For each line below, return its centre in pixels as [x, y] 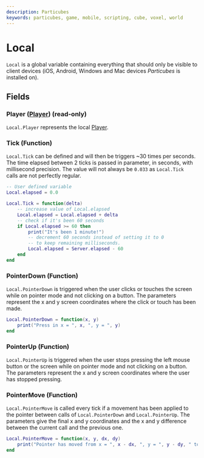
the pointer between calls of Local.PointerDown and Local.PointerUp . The [98, 415]
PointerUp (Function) [38, 347]
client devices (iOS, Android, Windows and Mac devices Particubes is [93, 71]
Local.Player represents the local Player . [57, 127]
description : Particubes [38, 12]
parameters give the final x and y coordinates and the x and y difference [97, 421]
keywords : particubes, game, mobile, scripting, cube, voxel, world [95, 18]
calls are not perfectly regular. [44, 176]
